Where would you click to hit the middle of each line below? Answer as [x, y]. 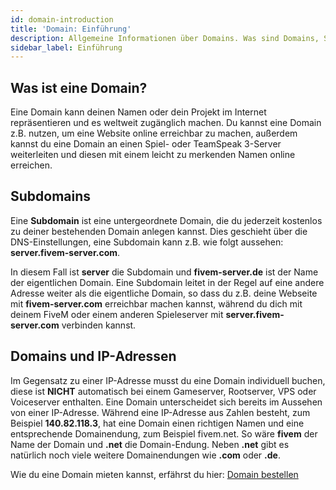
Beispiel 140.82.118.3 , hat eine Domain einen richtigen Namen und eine [157, 423]
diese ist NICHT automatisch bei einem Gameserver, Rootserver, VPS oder [163, 391]
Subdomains [51, 196]
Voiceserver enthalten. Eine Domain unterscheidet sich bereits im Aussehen [166, 402]
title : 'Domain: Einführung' [71, 29]
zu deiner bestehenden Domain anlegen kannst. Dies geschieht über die [159, 231]
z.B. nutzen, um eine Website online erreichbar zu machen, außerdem [154, 133]
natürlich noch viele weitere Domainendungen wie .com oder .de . [145, 455]
